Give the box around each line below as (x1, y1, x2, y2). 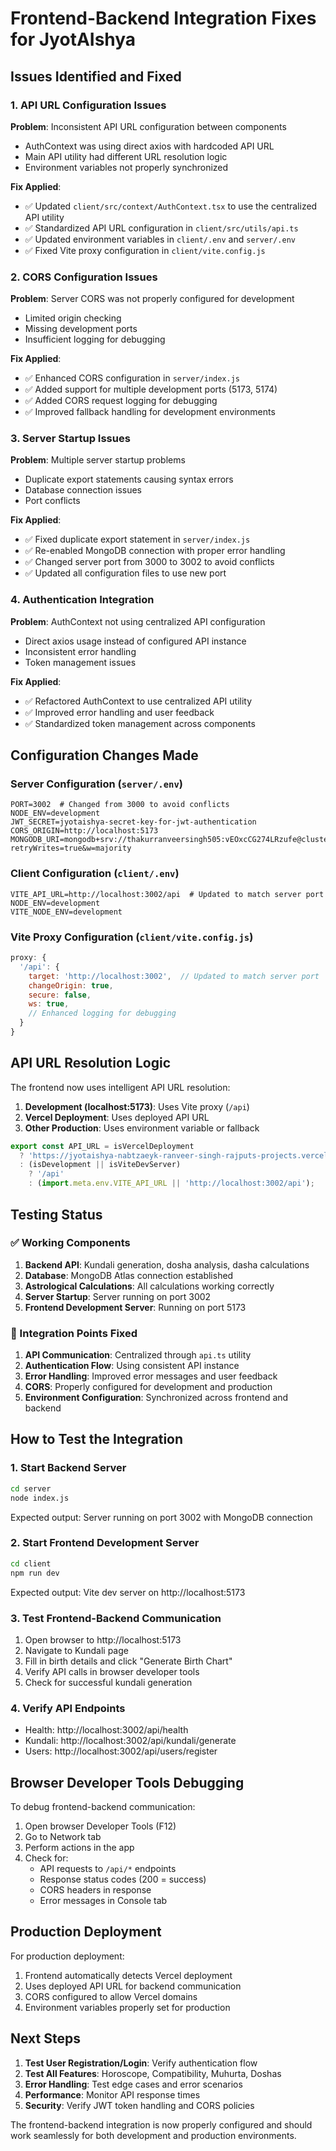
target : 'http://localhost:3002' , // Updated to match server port (28, 971, 320, 981)
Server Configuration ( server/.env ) (10, 777, 183, 791)
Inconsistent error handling (24, 645, 137, 657)
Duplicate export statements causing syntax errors (24, 473, 234, 486)
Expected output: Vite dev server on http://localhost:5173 (10, 1586, 246, 1598)
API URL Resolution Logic (10, 1055, 171, 1072)
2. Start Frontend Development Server (10, 1536, 200, 1550)
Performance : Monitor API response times (24, 2088, 201, 2101)
